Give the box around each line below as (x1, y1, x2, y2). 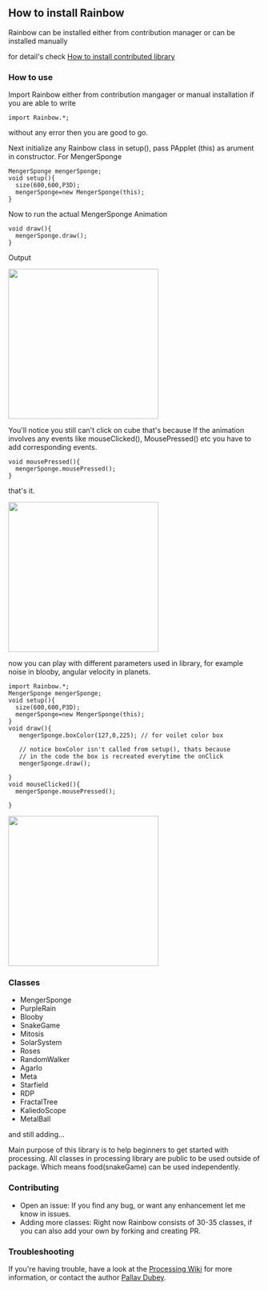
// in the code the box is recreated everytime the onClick (18, 752, 224, 761)
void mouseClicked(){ (8, 780, 81, 789)
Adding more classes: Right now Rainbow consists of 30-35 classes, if (19, 1217, 253, 1227)
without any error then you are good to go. (8, 128, 149, 138)
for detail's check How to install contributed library (8, 51, 175, 61)
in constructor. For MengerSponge (8, 152, 122, 162)
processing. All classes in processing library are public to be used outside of (8, 1154, 260, 1164)
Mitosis (19, 1029, 44, 1039)
